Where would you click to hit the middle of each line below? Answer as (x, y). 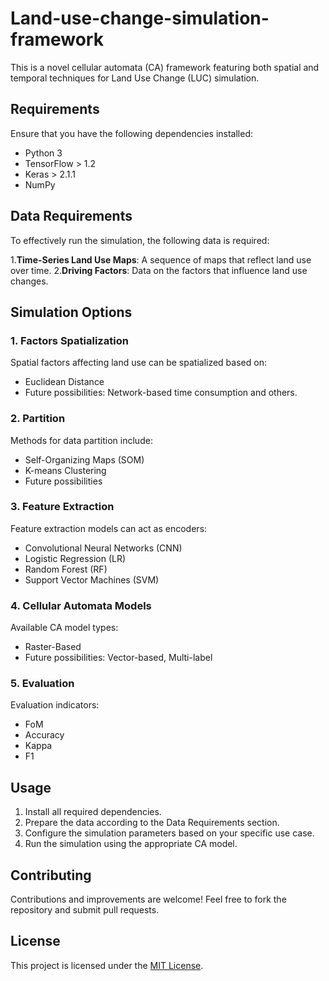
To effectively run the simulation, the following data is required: (140, 240)
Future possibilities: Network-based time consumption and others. (161, 393)
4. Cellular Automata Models (81, 605)
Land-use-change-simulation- (140, 18)
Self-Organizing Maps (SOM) (84, 459)
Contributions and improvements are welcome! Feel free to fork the (148, 899)
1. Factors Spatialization (69, 340)
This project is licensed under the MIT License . (107, 965)
